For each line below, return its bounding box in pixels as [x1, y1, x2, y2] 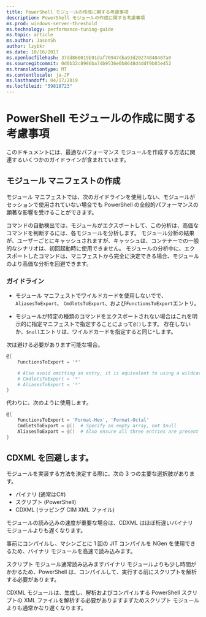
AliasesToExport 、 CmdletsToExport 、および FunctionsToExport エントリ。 [15, 300, 200, 307]
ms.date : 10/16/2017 [6, 49, 59, 55]
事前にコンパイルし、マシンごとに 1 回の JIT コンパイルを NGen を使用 [6, 540, 185, 547]
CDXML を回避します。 [6, 452, 94, 464]
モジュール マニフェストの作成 [6, 176, 121, 186]
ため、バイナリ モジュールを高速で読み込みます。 [11, 548, 136, 555]
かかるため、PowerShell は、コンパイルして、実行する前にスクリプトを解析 [6, 568, 197, 576]
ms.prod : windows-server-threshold [6, 20, 97, 26]
